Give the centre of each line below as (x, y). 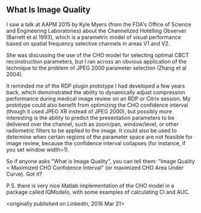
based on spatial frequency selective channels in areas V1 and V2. (88, 43)
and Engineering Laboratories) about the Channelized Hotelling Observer (96, 31)
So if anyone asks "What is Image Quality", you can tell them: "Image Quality (100, 161)
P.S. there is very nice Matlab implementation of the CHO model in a (90, 185)
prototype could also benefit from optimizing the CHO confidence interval (97, 105)
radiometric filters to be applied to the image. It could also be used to (91, 130)
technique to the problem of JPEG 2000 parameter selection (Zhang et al (97, 68)
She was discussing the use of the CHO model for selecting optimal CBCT (98, 55)
